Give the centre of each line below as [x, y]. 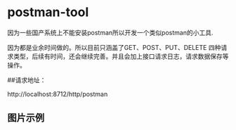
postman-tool [48, 12]
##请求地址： [27, 80]
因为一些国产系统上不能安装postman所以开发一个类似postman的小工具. [110, 32]
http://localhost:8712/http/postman [58, 94]
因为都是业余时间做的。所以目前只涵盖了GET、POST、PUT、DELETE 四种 [114, 47]
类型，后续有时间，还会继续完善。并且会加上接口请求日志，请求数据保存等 [121, 56]
